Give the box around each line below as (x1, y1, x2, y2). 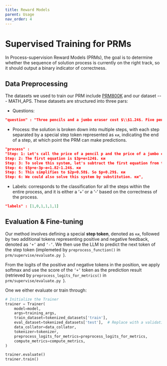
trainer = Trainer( (5, 301, 46, 307)
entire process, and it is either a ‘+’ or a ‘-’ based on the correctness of (12, 189, 158, 195)
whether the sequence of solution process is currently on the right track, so (5, 60, 160, 66)
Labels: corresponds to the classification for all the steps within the (12, 183, 150, 189)
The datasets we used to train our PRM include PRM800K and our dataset (5, 93, 157, 99)
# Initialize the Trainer (5, 297, 59, 302)
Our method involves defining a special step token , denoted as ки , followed (5, 230, 160, 237)
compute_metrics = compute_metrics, (14, 339, 85, 344)
